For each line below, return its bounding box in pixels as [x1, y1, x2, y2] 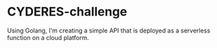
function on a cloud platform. [7, 33, 89, 41]
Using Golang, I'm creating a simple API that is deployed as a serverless [7, 26, 211, 34]
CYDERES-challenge [7, 4, 128, 20]
